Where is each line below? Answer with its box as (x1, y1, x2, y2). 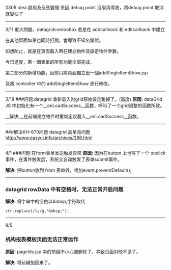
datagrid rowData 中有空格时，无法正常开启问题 (5, 185, 124, 193)
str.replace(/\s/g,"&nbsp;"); (5, 208, 70, 214)
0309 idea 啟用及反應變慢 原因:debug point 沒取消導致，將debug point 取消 (5, 5, 164, 10)
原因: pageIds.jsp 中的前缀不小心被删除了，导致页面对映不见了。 (5, 249, 141, 255)
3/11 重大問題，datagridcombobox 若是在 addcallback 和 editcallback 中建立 (5, 26, 165, 32)
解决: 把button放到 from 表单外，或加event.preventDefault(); (5, 167, 132, 173)
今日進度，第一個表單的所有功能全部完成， (5, 59, 95, 65)
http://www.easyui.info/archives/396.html (5, 134, 93, 141)
